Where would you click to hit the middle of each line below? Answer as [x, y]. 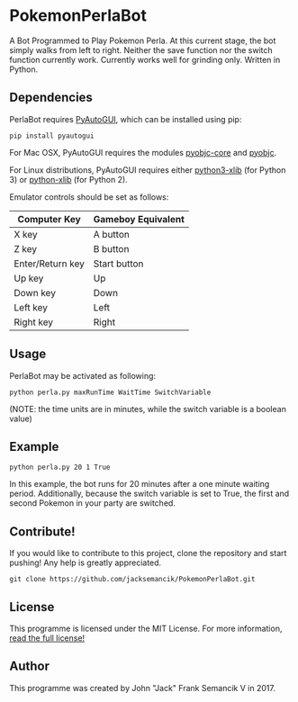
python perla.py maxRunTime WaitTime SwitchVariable [110, 392]
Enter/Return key [50, 264]
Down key [35, 292]
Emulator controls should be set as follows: [89, 197]
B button [111, 248]
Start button [118, 264]
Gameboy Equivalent [139, 219]
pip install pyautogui [52, 136]
